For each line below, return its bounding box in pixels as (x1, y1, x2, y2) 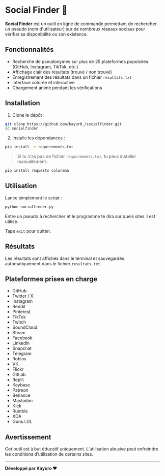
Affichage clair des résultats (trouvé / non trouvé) (12, 69, 112, 75)
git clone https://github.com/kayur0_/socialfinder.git (5, 122, 122, 127)
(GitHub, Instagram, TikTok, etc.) (12, 63, 79, 69)
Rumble (12, 408, 28, 414)
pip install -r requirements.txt (5, 145, 74, 150)
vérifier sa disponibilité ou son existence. (5, 31, 88, 37)
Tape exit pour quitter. (5, 228, 52, 234)
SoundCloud (12, 324, 38, 330)
